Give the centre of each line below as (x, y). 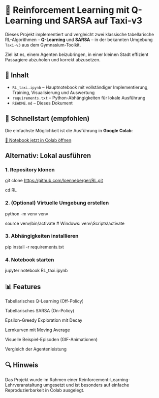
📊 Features (23, 287)
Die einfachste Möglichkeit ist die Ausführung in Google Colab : (69, 130)
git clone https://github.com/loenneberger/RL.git (54, 181)
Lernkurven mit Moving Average (38, 330)
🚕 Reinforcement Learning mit (67, 10)
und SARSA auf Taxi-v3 (93, 21)
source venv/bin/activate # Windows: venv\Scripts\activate (65, 223)
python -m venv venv (27, 214)
